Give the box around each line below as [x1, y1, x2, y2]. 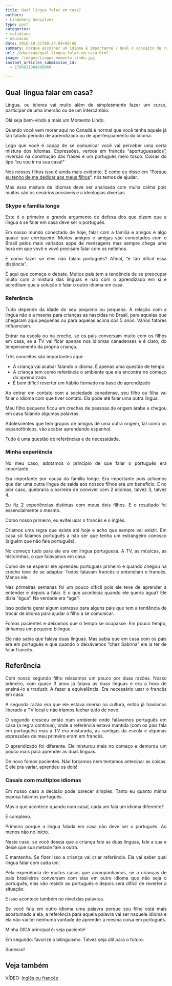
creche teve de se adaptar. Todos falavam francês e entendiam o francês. [5, 568, 167, 574]
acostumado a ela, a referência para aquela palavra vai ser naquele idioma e [5, 911, 167, 917]
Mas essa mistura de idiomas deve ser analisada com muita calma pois [5, 184, 167, 190]
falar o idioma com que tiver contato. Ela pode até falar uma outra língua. [5, 395, 159, 401]
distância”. [5, 261, 27, 267]
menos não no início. [5, 829, 50, 835]
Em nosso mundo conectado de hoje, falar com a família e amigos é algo [5, 229, 167, 236]
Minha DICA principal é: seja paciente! [5, 926, 86, 933]
